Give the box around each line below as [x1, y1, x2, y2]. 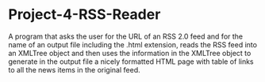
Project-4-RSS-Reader [8, 6, 161, 24]
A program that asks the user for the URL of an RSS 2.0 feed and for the [8, 32, 244, 41]
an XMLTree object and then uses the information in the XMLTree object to [8, 48, 252, 58]
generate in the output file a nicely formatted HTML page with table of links [8, 57, 254, 66]
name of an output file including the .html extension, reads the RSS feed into [8, 39, 258, 49]
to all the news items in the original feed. [8, 65, 140, 74]
